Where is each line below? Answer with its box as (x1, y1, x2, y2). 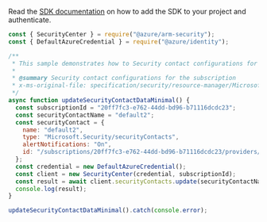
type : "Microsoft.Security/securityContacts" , (22, 133, 180, 141)
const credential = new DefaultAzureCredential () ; (15, 163, 187, 170)
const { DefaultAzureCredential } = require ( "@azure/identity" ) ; (8, 37, 229, 46)
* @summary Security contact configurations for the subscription (11, 75, 237, 82)
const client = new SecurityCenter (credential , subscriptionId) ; (15, 170, 237, 178)
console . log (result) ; (15, 185, 87, 193)
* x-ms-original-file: (11, 82, 87, 90)
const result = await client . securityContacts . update (15, 178, 197, 186)
